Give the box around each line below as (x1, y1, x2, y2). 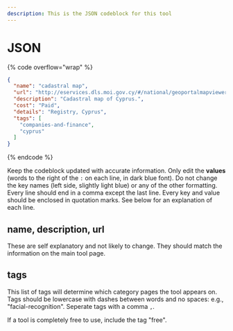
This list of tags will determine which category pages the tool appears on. (7, 287, 217, 296)
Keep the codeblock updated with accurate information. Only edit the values (7, 167, 226, 175)
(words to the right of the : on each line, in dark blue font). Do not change (7, 174, 218, 182)
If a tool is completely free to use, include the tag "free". (7, 316, 167, 324)
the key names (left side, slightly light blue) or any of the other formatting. (7, 181, 218, 190)
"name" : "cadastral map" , (13, 82, 89, 90)
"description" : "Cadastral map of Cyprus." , (13, 96, 144, 102)
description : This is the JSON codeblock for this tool (7, 10, 172, 17)
